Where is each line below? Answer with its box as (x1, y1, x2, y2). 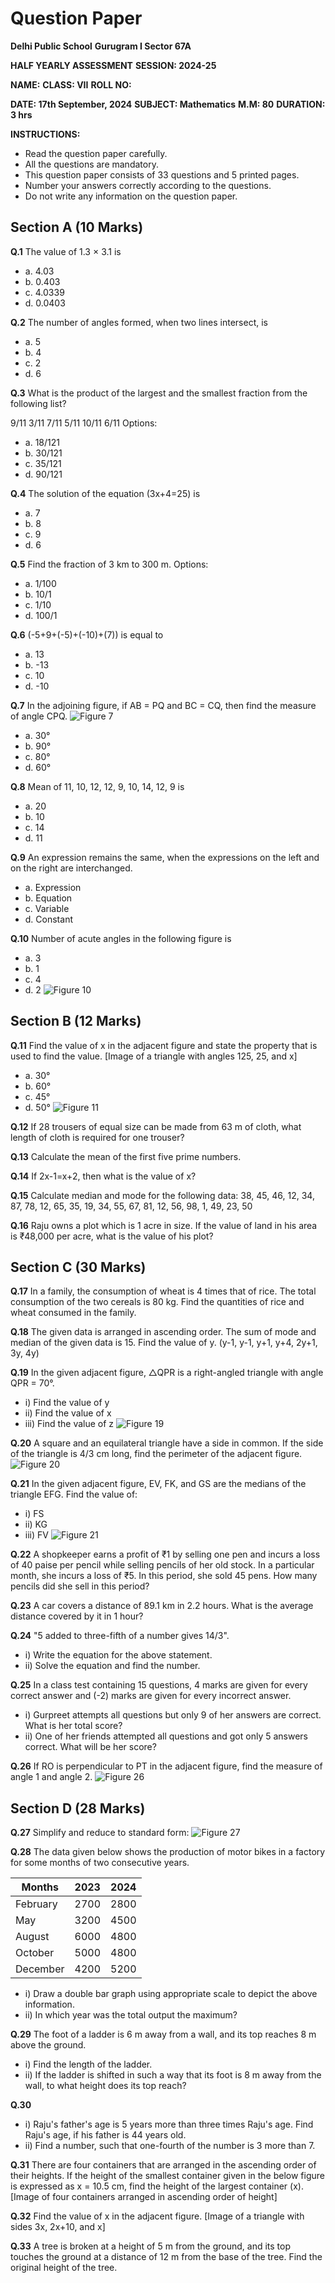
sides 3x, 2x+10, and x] (10, 2221, 106, 2233)
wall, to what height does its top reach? (24, 2080, 187, 2092)
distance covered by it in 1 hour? (10, 1610, 144, 1622)
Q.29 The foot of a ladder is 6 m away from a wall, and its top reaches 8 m (10, 2028, 317, 2041)
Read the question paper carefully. (24, 147, 168, 159)
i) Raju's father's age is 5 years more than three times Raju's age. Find (24, 2118, 314, 2131)
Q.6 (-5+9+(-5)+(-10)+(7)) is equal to (10, 628, 164, 641)
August (15, 1930, 50, 1944)
